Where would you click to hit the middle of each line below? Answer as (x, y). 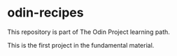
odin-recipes (45, 13)
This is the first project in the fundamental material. (81, 45)
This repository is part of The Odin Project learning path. (88, 32)
